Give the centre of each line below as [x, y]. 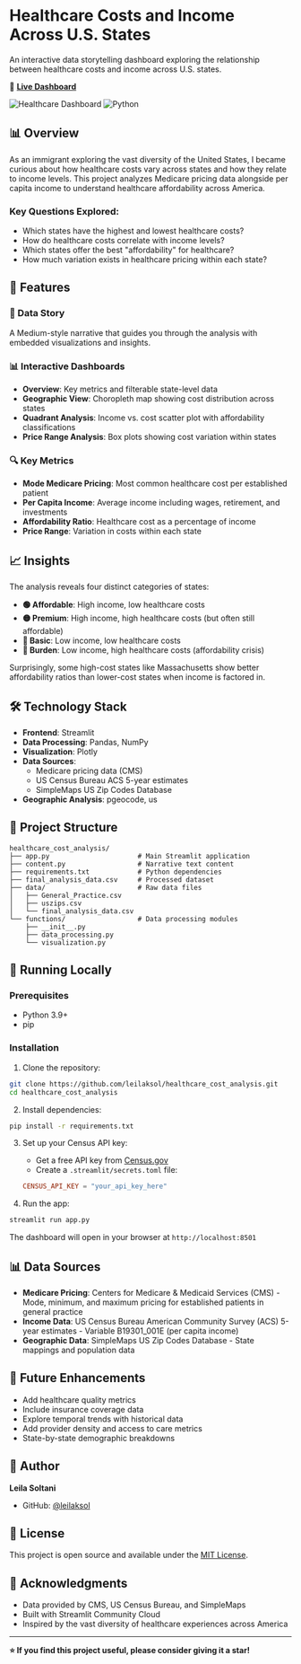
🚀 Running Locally [60, 970]
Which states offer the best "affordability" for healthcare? [128, 250]
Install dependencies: [62, 1109]
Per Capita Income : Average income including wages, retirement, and [151, 503]
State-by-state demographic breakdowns [99, 1438]
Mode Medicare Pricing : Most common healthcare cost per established [155, 484]
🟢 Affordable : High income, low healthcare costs [114, 605]
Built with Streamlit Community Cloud [91, 1615]
